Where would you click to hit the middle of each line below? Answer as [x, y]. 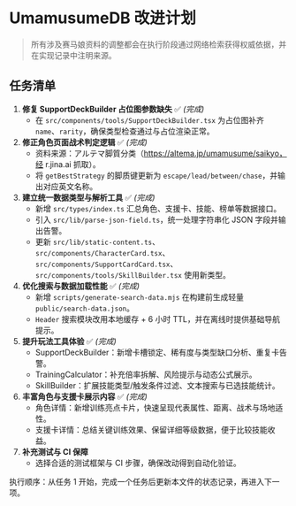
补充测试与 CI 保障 [55, 451]
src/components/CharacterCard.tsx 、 [102, 252]
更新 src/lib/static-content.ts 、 [98, 241]
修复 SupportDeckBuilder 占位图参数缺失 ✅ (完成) [113, 109]
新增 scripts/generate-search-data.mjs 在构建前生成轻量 [140, 296]
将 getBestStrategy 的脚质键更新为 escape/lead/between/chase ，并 [156, 175]
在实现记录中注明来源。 [73, 55]
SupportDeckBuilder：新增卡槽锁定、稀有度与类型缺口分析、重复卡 [157, 352]
